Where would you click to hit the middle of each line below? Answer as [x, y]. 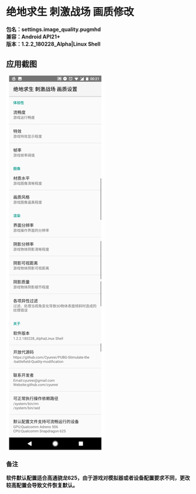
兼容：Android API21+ [33, 36]
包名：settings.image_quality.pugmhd [54, 29]
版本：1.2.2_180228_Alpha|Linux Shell [53, 44]
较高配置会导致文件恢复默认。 [42, 485]
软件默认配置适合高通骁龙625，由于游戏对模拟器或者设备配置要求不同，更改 [98, 478]
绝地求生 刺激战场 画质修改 [70, 12]
